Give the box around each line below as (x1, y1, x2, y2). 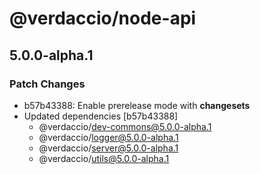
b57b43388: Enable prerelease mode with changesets (23, 99, 251, 111)
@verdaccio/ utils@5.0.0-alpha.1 (38, 152, 170, 164)
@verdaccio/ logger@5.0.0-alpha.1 (38, 131, 179, 143)
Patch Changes (9, 77, 86, 91)
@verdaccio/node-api (9, 7, 197, 30)
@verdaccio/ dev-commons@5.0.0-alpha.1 (38, 120, 212, 132)
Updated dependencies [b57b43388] (23, 110, 179, 122)
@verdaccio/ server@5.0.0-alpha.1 (38, 142, 179, 154)
